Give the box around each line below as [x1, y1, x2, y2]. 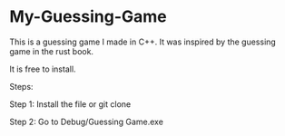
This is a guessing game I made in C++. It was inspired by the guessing [9, 36, 277, 47]
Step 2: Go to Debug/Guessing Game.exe [9, 116, 163, 127]
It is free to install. [9, 63, 76, 74]
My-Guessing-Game [9, 6, 168, 27]
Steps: [9, 81, 34, 92]
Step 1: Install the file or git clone [9, 98, 132, 110]
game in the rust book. [9, 45, 93, 56]
